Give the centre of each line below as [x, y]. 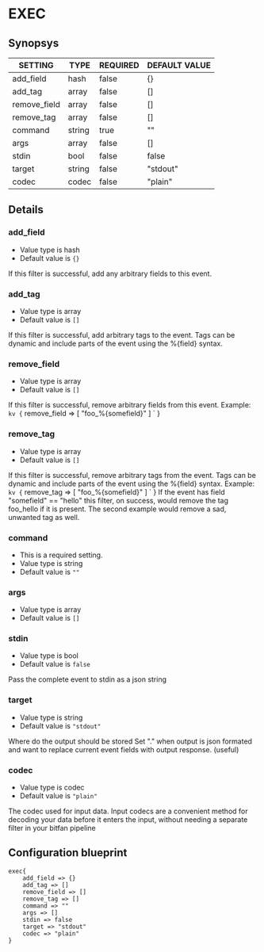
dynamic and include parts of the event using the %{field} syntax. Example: [132, 484]
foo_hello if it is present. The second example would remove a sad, [117, 509]
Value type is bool [49, 656]
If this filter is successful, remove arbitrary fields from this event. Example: [130, 405]
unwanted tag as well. [44, 517]
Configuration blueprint [68, 853]
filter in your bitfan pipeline [52, 828]
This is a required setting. [61, 555]
